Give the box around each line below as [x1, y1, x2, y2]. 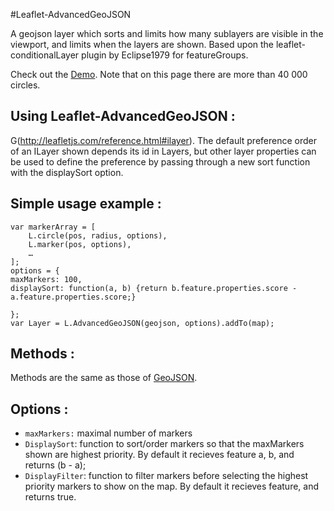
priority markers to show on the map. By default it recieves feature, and [24, 480, 320, 493]
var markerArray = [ [10, 222, 97, 232]
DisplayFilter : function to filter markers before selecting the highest [24, 470, 309, 482]
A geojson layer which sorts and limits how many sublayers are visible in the [10, 28, 324, 39]
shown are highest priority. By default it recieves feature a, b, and [24, 449, 295, 461]
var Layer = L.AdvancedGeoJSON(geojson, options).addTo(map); [10, 318, 275, 328]
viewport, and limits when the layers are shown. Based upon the [10, 39, 275, 50]
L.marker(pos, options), [28, 239, 132, 249]
